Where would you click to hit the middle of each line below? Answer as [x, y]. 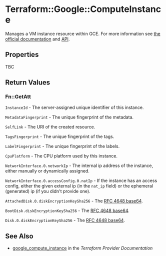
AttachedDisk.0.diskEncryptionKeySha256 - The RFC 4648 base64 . [74, 201]
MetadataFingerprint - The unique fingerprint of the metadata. [69, 117]
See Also [19, 236]
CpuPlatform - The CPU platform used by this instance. [61, 156]
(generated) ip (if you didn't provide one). [48, 191]
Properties [22, 55]
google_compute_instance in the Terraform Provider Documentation [82, 248]
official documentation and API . [37, 39]
